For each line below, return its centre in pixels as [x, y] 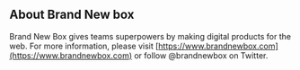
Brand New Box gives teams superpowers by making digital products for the [150, 36]
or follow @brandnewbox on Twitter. [201, 55]
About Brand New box [72, 15]
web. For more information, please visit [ [84, 46]
